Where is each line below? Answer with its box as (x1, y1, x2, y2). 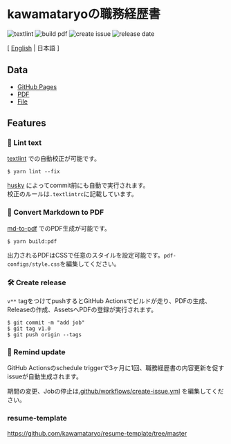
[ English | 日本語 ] (7, 44, 60, 52)
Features (7, 117, 46, 129)
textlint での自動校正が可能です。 (7, 155, 100, 163)
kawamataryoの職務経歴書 (7, 6, 161, 22)
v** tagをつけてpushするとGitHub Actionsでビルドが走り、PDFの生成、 (7, 297, 212, 305)
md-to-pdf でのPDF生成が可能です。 (7, 224, 111, 232)
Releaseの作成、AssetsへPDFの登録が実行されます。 (7, 305, 158, 314)
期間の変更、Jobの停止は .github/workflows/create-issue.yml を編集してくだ (7, 387, 224, 396)
